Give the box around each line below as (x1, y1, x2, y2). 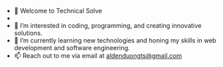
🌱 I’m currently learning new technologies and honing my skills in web (13, 36, 217, 45)
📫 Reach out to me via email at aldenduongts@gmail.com (13, 52, 182, 59)
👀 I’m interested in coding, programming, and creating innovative (13, 22, 202, 29)
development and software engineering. (13, 44, 130, 52)
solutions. (13, 29, 43, 37)
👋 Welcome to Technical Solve (13, 7, 103, 15)
